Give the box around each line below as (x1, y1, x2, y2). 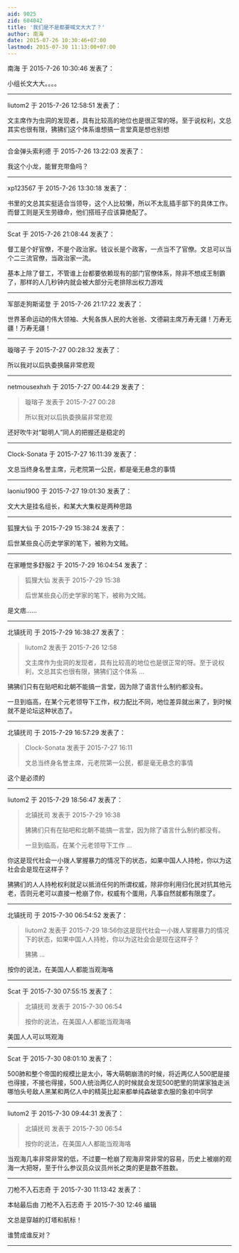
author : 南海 (7, 30, 44, 38)
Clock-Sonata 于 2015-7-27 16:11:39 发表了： (7, 450, 139, 458)
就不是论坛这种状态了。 (7, 706, 76, 715)
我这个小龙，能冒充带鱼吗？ (7, 162, 89, 170)
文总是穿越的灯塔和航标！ (7, 1216, 83, 1224)
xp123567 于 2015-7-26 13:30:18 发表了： (7, 184, 129, 192)
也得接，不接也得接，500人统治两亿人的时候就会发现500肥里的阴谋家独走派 (7, 1078, 230, 1087)
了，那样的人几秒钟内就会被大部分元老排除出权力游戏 (7, 278, 164, 286)
